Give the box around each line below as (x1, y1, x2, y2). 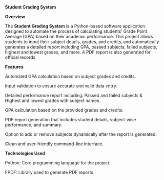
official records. (5, 54, 37, 60)
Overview (5, 14, 25, 19)
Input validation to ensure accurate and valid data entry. (5, 83, 117, 89)
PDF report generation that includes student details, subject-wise (5, 117, 137, 122)
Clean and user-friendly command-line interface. (5, 141, 103, 147)
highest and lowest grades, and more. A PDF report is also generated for (5, 49, 151, 55)
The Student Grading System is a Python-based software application (5, 23, 145, 29)
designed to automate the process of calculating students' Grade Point (5, 28, 147, 34)
